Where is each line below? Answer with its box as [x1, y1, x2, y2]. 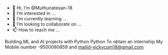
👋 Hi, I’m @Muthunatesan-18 [12, 5, 73, 11]
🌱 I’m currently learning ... [12, 16, 67, 21]
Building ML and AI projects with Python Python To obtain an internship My [5, 39, 163, 44]
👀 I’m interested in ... [12, 10, 56, 16]
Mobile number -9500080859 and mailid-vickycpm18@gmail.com [5, 44, 144, 50]
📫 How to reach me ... [12, 27, 60, 33]
